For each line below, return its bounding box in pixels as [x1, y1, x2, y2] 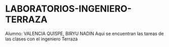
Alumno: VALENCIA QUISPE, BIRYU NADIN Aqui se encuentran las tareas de [5, 30, 164, 36]
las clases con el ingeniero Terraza [5, 36, 78, 42]
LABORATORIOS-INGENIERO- [5, 3, 132, 15]
